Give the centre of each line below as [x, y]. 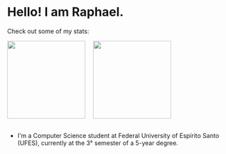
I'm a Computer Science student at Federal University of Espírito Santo [118, 135]
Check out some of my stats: [48, 31]
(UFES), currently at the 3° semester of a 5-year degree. [98, 143]
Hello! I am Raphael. [66, 12]
